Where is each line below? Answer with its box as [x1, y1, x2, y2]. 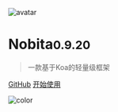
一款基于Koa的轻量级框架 [27, 62, 111, 71]
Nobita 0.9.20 [8, 36, 91, 53]
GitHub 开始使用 [8, 79, 61, 89]
